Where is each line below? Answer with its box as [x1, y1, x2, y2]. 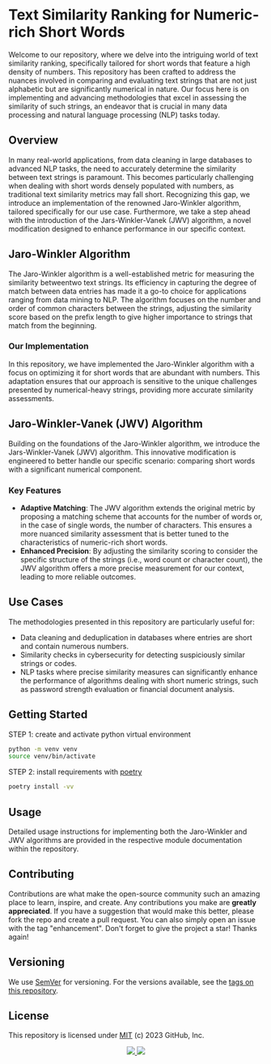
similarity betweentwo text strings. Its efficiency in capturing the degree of [8, 277, 257, 287]
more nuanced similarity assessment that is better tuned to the [19, 528, 229, 538]
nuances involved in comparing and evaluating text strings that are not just [8, 75, 257, 85]
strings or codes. [19, 658, 77, 668]
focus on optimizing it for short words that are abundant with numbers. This [8, 367, 260, 378]
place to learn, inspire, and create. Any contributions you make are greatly [8, 897, 257, 907]
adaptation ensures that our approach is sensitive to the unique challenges [8, 376, 257, 386]
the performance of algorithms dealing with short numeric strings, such [19, 675, 259, 686]
